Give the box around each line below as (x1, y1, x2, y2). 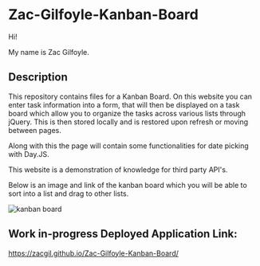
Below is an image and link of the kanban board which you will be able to (8, 180, 247, 190)
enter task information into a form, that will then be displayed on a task (8, 100, 240, 109)
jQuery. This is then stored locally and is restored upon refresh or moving (8, 117, 249, 127)
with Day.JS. (8, 149, 49, 158)
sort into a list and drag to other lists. (8, 189, 129, 198)
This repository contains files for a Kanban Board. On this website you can (8, 92, 253, 101)
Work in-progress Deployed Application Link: (8, 227, 238, 241)
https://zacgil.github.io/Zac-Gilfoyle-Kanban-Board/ (8, 248, 179, 258)
